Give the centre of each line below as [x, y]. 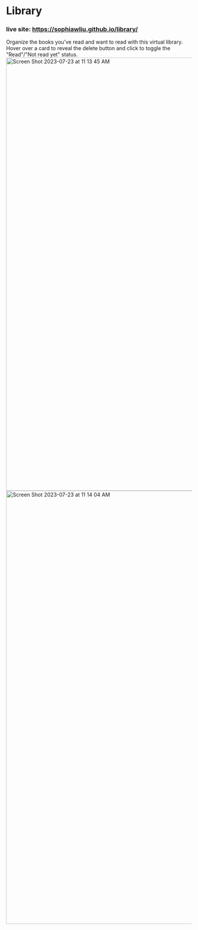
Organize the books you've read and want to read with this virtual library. [95, 42]
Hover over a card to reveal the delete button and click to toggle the [88, 48]
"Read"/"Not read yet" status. [42, 55]
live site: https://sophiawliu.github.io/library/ [72, 29]
